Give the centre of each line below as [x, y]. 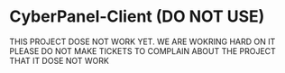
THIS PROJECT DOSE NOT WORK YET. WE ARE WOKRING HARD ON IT [142, 41]
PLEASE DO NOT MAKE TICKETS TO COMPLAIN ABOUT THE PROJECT [143, 50]
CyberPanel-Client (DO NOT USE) [137, 17]
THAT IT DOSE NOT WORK [60, 60]
